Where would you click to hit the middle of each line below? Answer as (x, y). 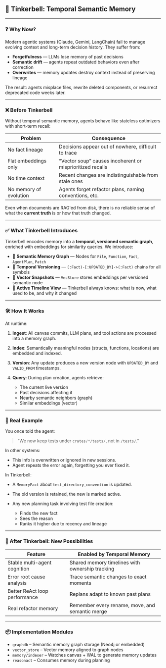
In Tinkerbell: (19, 475)
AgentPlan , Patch (29, 261)
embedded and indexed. (37, 353)
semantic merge (88, 611)
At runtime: (17, 323)
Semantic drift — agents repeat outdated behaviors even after (76, 62)
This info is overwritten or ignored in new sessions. (64, 460)
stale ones (71, 181)
